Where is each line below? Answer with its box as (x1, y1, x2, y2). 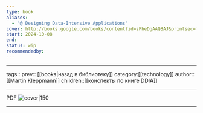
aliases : (6, 15, 28, 21)
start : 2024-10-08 (6, 31, 53, 37)
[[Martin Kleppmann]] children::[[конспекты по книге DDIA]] (6, 77, 158, 84)
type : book (6, 8, 34, 15)
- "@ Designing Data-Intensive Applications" (11, 20, 129, 26)
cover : (6, 25, 23, 32)
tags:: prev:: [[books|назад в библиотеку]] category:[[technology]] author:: (6, 70, 195, 77)
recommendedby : (6, 48, 45, 54)
